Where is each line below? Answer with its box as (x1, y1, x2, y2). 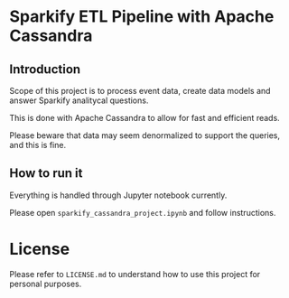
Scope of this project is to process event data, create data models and (9, 86, 271, 96)
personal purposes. (9, 278, 82, 289)
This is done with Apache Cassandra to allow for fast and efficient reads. (9, 113, 280, 123)
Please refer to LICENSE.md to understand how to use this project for (9, 268, 261, 279)
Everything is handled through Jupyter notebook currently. (9, 190, 228, 200)
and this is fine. (9, 140, 66, 150)
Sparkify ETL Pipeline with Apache (9, 6, 275, 27)
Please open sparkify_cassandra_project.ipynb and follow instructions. (9, 207, 276, 218)
